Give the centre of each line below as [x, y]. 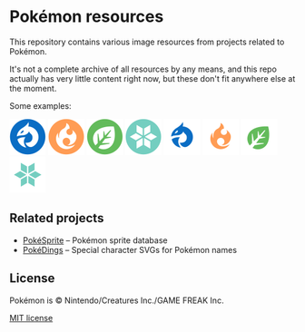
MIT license [31, 317]
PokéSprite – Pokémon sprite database [95, 240]
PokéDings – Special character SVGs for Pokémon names [130, 249]
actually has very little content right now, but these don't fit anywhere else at [152, 78]
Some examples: [40, 105]
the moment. [33, 88]
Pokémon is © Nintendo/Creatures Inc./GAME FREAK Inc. [117, 300]
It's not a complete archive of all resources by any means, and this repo [143, 69]
